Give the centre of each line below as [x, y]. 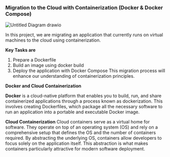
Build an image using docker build [48, 66]
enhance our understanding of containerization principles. [74, 76]
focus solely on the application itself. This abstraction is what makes [77, 143]
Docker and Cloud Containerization [43, 86]
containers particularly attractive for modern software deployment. [75, 149]
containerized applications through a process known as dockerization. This [84, 101]
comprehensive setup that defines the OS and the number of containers [81, 133]
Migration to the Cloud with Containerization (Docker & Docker [84, 8]
